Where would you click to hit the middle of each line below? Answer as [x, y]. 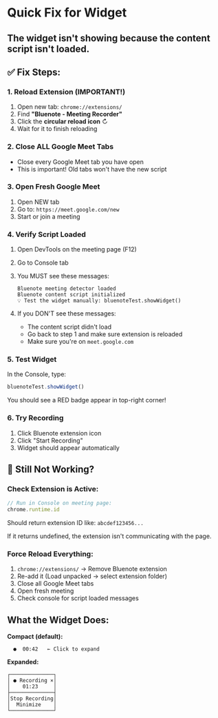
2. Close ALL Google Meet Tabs [61, 147]
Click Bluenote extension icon [59, 433]
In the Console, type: [37, 374]
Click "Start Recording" [50, 440]
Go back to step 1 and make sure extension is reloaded [105, 334]
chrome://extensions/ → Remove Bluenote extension [92, 569]
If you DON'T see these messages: [66, 314]
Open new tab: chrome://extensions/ [69, 107]
